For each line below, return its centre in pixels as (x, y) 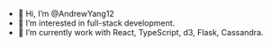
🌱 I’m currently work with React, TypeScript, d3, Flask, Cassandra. (141, 32)
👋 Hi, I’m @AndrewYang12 (66, 14)
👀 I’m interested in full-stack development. (96, 23)
